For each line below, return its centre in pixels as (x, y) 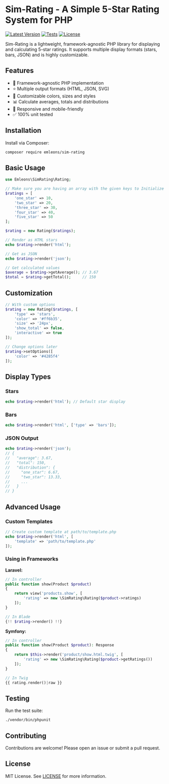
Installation (23, 131)
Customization (29, 293)
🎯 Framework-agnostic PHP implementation (58, 83)
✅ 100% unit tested (33, 114)
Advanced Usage (33, 507)
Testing (17, 698)
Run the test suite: (24, 710)
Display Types (28, 377)
